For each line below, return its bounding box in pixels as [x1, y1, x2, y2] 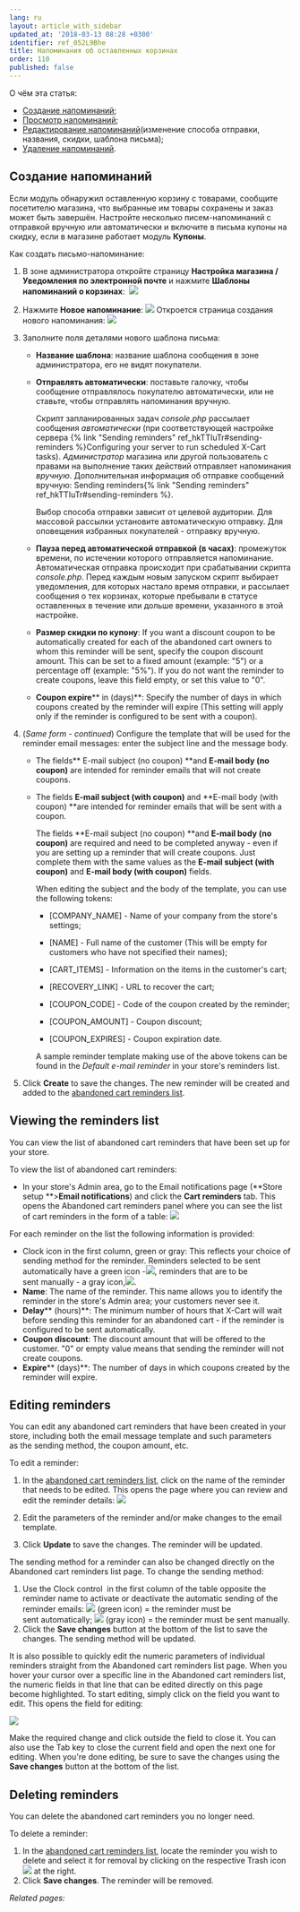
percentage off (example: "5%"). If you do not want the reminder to [35, 665, 285, 676]
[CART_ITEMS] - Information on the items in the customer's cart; [48, 964, 287, 975]
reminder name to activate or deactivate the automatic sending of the [21, 1593, 279, 1604]
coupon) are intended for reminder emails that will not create [35, 764, 261, 775]
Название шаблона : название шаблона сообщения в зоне [35, 349, 260, 360]
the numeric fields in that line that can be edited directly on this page [9, 1679, 263, 1690]
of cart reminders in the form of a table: [21, 1210, 168, 1221]
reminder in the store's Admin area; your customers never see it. [21, 1296, 261, 1306]
